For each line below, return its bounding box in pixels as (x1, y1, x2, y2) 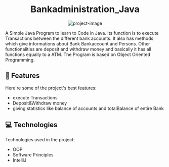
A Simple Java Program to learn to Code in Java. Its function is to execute (5, 30, 159, 36)
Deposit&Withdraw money (12, 100, 67, 106)
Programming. (5, 57, 35, 63)
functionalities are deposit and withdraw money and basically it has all (5, 46, 152, 52)
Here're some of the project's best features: (5, 85, 97, 91)
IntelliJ (12, 157, 27, 163)
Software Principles (12, 151, 54, 157)
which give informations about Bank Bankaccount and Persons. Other (5, 40, 150, 46)
